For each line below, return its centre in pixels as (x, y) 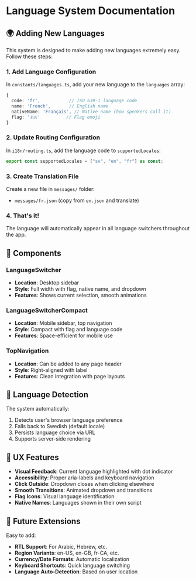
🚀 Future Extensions (43, 521)
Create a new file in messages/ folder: (50, 189)
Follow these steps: (29, 56)
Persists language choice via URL (55, 432)
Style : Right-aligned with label (51, 370)
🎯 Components (34, 253)
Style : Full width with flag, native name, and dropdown (80, 289)
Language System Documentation (91, 11)
